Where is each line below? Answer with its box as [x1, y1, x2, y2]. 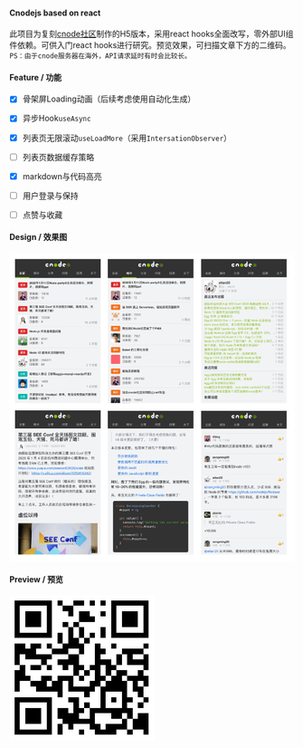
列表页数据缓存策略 [22, 151, 95, 162]
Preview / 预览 [9, 574, 63, 585]
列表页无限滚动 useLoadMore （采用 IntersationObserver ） [22, 132, 232, 143]
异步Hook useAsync [22, 113, 91, 124]
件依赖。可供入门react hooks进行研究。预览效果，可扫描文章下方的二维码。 [9, 40, 291, 51]
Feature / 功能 [9, 72, 62, 82]
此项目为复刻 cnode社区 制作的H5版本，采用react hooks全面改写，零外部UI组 [9, 28, 294, 40]
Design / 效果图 [9, 232, 68, 243]
